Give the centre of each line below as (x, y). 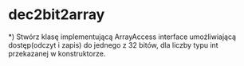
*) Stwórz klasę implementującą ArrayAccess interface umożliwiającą (122, 37)
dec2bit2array (57, 15)
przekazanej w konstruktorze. (57, 53)
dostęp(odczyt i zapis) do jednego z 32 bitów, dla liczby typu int (113, 45)
